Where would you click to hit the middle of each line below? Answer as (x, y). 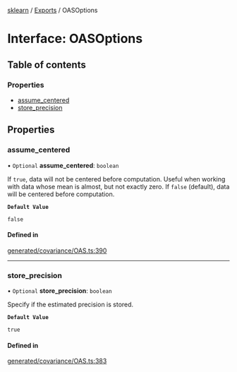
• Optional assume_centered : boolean (63, 165)
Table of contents (47, 65)
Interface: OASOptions (75, 39)
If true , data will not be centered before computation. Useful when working (116, 179)
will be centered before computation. (61, 194)
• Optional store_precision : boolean (60, 291)
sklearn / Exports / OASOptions (53, 10)
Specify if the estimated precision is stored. (71, 305)
